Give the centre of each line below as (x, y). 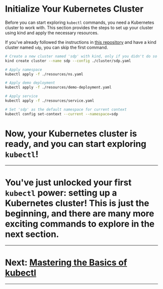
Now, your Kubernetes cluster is (71, 134)
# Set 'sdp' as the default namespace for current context (66, 109)
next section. (32, 234)
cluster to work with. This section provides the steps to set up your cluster (79, 27)
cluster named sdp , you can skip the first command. (57, 47)
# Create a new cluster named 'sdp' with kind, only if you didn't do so (81, 56)
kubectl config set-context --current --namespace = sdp (62, 114)
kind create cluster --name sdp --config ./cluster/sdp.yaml (68, 61)
